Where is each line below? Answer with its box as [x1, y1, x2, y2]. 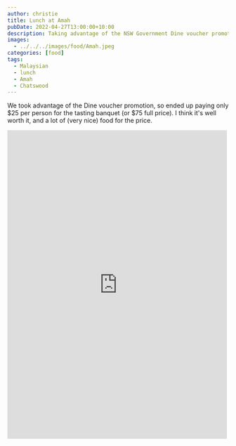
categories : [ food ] [7, 50, 65, 57]
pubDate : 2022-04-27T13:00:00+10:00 [7, 23, 114, 30]
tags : [7, 56, 23, 63]
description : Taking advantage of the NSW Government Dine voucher [7, 29, 209, 37]
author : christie [7, 10, 58, 18]
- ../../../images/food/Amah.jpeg [13, 43, 114, 50]
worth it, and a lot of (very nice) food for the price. [7, 117, 152, 125]
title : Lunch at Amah [7, 17, 71, 24]
